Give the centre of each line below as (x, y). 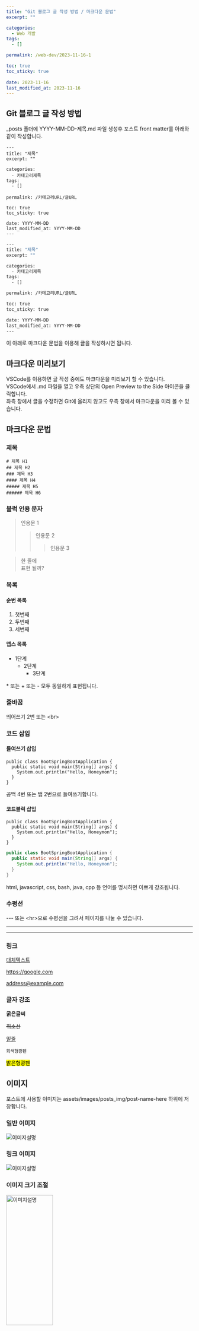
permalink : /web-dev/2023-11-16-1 (49, 55)
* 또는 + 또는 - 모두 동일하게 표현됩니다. (52, 686)
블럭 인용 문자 (25, 509)
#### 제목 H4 (21, 480)
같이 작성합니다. (25, 136)
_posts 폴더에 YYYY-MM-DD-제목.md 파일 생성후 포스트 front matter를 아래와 (98, 129)
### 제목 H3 (20, 474)
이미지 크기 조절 (27, 1185)
